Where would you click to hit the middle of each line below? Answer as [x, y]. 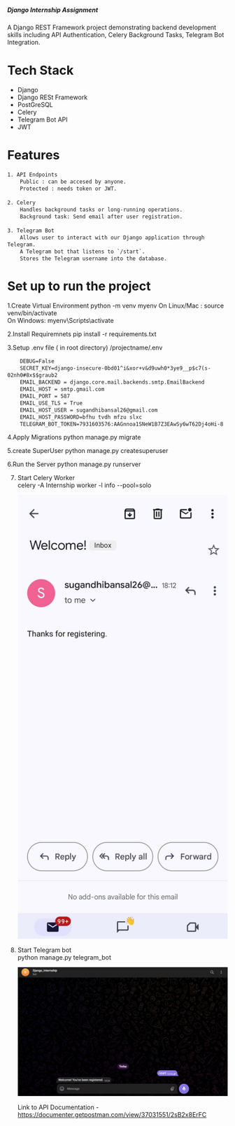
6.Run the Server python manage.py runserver [74, 464]
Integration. [24, 42]
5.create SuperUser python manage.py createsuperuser [88, 450]
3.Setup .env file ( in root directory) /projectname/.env [85, 347]
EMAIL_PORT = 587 [45, 396]
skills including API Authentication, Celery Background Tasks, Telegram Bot [116, 34]
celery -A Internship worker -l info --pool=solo [84, 485]
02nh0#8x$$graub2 [33, 375]
